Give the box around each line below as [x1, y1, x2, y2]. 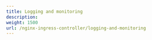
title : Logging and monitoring [6, 8, 83, 15]
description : [6, 14, 38, 20]
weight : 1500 [6, 19, 38, 25]
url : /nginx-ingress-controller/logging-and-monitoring [6, 25, 146, 31]
